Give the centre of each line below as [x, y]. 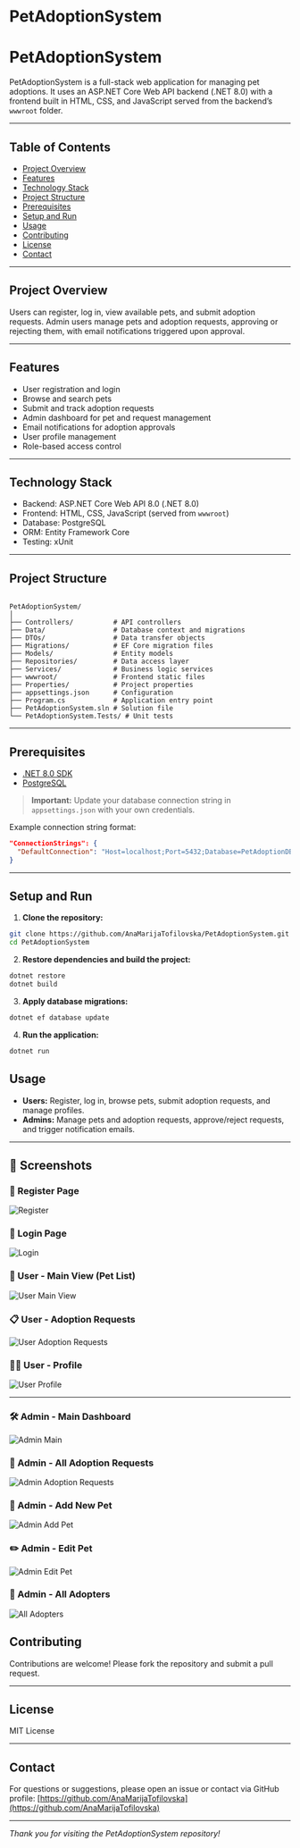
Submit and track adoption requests [88, 407]
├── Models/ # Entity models [92, 654]
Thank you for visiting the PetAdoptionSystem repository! [115, 1834]
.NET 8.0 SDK [47, 773]
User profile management [69, 436]
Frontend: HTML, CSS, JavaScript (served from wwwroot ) [125, 513]
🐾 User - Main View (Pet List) [72, 1276]
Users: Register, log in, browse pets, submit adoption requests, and [146, 1100]
